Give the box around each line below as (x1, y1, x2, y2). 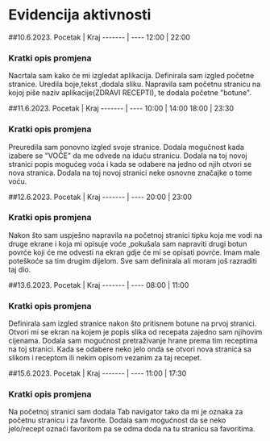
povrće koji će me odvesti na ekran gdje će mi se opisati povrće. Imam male (8, 248, 260, 257)
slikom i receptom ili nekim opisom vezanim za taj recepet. (8, 353, 202, 363)
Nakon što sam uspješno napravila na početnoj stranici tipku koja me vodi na (8, 230, 263, 239)
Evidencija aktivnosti (8, 6, 152, 24)
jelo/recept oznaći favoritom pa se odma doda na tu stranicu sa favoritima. (8, 424, 255, 434)
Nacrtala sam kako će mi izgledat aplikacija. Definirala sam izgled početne (8, 71, 255, 81)
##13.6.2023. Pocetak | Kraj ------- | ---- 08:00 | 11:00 (8, 280, 189, 289)
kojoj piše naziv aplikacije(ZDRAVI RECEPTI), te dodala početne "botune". (8, 88, 252, 98)
